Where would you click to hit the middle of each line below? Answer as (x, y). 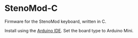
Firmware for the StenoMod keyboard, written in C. (55, 21)
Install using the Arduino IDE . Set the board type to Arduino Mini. (69, 30)
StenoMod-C (31, 8)
